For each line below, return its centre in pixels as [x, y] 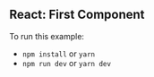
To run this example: [47, 36]
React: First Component [77, 15]
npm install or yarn [59, 54]
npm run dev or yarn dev [67, 63]
